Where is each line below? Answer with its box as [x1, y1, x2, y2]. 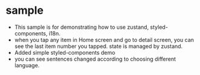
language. [14, 61, 40, 69]
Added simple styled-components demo [14, 49, 116, 56]
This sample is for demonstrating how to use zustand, [14, 23, 149, 31]
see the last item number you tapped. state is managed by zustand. [14, 43, 183, 50]
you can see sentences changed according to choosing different [14, 55, 176, 62]
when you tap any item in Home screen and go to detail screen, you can [14, 36, 195, 43]
